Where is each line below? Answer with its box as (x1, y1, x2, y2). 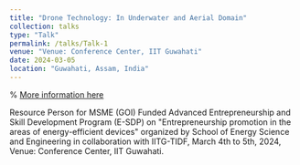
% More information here (9, 88, 104, 100)
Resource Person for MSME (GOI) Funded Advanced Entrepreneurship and (9, 107, 291, 118)
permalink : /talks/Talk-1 (9, 38, 108, 48)
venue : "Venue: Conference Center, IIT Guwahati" (9, 47, 203, 57)
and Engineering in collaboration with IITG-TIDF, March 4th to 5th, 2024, (9, 136, 282, 147)
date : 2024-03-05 (9, 56, 76, 65)
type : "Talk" (9, 30, 59, 39)
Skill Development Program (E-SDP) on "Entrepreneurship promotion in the (9, 116, 292, 128)
